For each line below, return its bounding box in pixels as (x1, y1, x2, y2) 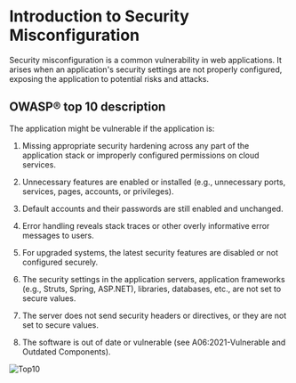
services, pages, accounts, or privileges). (21, 185, 174, 197)
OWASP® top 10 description (9, 100, 166, 115)
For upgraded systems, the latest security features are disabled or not (21, 247, 278, 257)
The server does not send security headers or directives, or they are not (21, 310, 287, 321)
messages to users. (21, 230, 95, 240)
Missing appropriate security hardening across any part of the (21, 140, 250, 151)
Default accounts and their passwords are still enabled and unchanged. (21, 203, 284, 214)
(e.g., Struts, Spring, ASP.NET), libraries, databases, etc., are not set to (21, 283, 282, 294)
